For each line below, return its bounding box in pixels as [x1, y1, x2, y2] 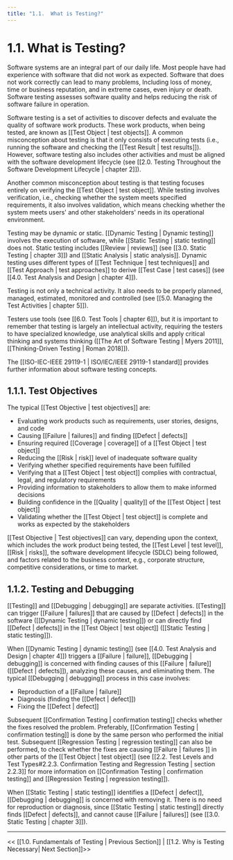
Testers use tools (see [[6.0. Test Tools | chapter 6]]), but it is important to [7, 314, 218, 323]
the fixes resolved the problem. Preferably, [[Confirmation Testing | [7, 723, 199, 732]
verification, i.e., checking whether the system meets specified [7, 193, 187, 201]
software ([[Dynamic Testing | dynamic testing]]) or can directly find [7, 616, 202, 625]
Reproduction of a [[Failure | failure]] [17, 688, 122, 696]
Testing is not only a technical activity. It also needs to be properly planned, [7, 286, 223, 295]
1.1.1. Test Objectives [7, 385, 98, 396]
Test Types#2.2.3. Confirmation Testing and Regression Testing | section [7, 760, 216, 768]
